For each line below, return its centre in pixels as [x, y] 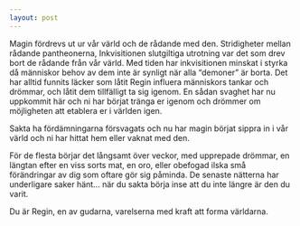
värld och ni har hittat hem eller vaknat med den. [99, 137]
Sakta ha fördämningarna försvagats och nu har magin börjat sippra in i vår [149, 128]
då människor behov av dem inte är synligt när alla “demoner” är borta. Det [149, 72]
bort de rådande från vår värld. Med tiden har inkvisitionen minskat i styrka [149, 62]
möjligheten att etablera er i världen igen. [86, 110]
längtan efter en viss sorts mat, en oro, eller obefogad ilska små [128, 165]
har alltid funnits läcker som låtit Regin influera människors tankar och [139, 81]
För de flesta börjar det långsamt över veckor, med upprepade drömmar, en [150, 155]
